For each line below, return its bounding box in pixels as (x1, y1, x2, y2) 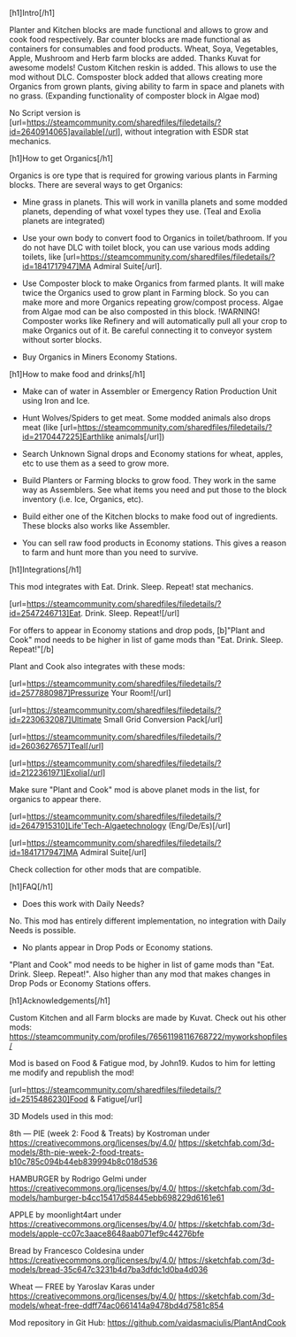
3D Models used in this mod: (9, 1111, 113, 1121)
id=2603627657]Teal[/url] (9, 741, 104, 751)
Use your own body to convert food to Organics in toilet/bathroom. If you (21, 233, 288, 243)
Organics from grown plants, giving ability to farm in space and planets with (9, 81, 285, 91)
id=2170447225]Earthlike (21, 431, 115, 442)
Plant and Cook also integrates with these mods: (9, 661, 186, 671)
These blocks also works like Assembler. (21, 521, 171, 530)
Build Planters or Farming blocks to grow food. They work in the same (21, 475, 277, 485)
